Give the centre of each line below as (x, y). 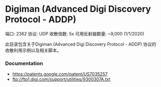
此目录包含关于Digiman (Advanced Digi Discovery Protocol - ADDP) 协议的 (81, 44)
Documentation (24, 63)
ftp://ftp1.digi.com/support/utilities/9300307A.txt (61, 79)
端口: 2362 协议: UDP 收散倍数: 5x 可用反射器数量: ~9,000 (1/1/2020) (75, 33)
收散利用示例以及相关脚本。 (33, 50)
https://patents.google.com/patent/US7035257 (60, 74)
